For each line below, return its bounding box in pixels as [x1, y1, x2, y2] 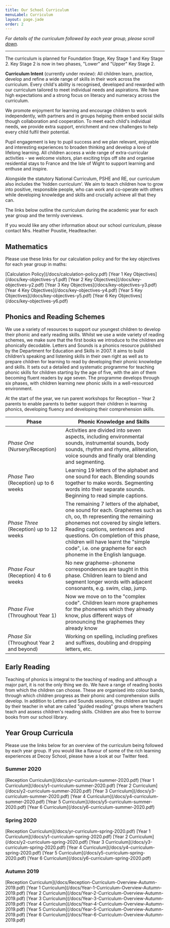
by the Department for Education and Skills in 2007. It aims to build [5, 348, 144, 354]
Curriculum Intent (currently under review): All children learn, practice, [5, 71, 153, 77]
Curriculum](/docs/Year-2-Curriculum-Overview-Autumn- [42, 890, 163, 896]
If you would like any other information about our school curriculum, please [5, 222, 162, 228]
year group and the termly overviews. [5, 213, 83, 219]
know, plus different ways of [65, 612, 133, 619]
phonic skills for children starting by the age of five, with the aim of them [5, 369, 157, 375]
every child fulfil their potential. [5, 129, 70, 135]
